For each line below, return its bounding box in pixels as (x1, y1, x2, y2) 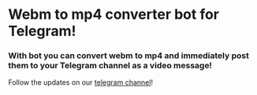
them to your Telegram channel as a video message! (8, 60, 213, 71)
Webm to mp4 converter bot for (8, 5, 219, 24)
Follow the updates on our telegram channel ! (8, 78, 154, 87)
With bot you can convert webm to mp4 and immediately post (8, 50, 250, 61)
